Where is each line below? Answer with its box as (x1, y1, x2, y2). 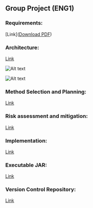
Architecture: (5, 44, 39, 51)
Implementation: (5, 137, 48, 144)
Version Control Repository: (5, 186, 76, 193)
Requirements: (5, 19, 43, 27)
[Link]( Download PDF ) (5, 31, 52, 37)
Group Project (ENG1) (5, 4, 75, 13)
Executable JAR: (5, 161, 48, 169)
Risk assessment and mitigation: (5, 113, 88, 120)
